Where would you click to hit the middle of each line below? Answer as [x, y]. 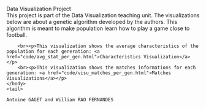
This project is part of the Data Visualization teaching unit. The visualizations [103, 15]
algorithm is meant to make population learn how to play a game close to [98, 28]
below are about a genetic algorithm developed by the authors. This [92, 22]
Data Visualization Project [39, 9]
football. [17, 35]
